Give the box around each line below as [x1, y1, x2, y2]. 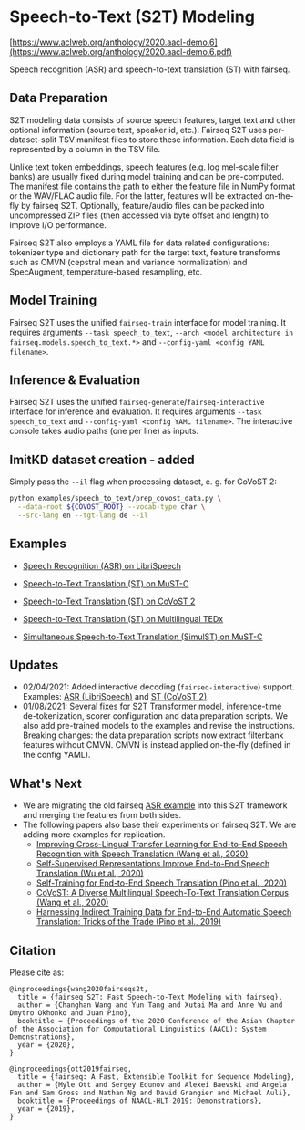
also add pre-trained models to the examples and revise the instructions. [22, 721, 296, 731]
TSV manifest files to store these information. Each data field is [58, 134, 295, 145]
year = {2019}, [17, 1104, 76, 1114]
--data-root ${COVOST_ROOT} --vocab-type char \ [17, 503, 206, 512]
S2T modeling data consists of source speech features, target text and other [9, 114, 297, 125]
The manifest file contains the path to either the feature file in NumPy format [9, 181, 296, 192]
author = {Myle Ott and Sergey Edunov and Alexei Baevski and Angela [17, 1081, 287, 1090]
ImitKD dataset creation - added [9, 451, 195, 467]
